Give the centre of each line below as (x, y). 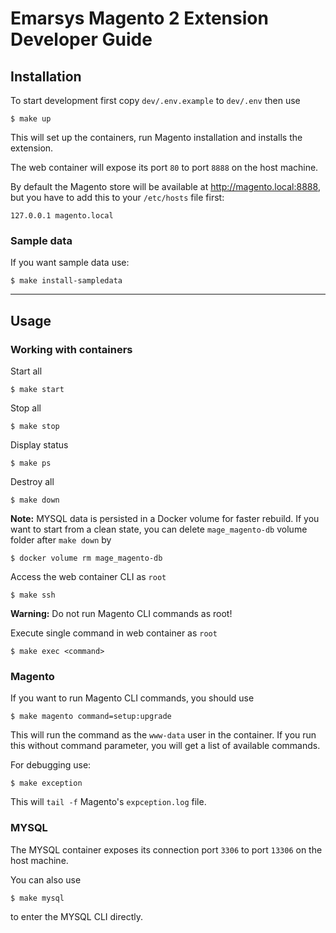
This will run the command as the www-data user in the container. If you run (163, 735)
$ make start (37, 389)
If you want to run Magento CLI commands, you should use (132, 698)
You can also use (46, 879)
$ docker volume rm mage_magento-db (86, 558)
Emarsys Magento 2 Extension (139, 18)
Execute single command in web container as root (114, 633)
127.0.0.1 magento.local (62, 216)
